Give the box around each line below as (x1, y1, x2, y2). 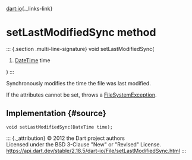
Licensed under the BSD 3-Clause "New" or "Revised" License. (6, 140, 162, 148)
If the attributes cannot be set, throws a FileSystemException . (6, 91, 157, 98)
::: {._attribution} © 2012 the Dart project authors (6, 135, 125, 142)
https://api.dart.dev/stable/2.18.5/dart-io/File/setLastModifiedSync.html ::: (6, 147, 186, 154)
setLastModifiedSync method (6, 26, 156, 39)
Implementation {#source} (6, 108, 107, 119)
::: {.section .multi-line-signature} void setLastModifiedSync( (6, 45, 155, 52)
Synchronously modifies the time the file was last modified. (6, 79, 152, 87)
